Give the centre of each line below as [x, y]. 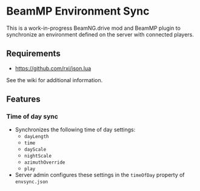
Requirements [33, 54]
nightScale [38, 156]
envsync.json [32, 182]
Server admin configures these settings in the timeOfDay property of [100, 175]
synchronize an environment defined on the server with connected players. [100, 34]
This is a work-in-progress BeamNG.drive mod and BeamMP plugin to [93, 28]
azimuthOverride [45, 162]
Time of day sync [32, 117]
